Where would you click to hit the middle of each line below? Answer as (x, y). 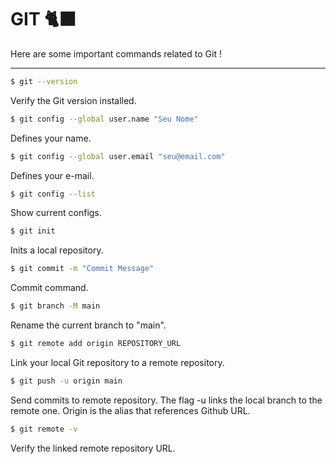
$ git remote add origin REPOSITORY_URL (96, 344)
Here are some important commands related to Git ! (116, 53)
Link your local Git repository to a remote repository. (117, 362)
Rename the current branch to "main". (88, 325)
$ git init (33, 231)
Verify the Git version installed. (73, 100)
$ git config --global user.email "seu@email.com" (118, 156)
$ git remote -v (44, 429)
